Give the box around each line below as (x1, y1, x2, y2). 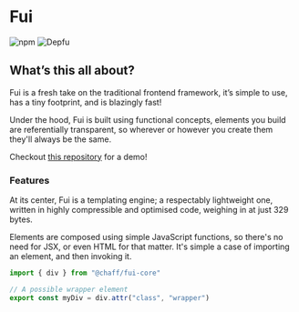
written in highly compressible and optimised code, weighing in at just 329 (9, 205, 289, 216)
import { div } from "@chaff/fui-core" (9, 268, 161, 278)
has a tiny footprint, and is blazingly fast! (9, 96, 162, 107)
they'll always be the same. (9, 134, 112, 145)
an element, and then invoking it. (9, 251, 132, 262)
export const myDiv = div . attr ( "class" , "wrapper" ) (9, 293, 210, 302)
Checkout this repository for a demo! (9, 151, 148, 162)
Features (9, 174, 50, 186)
